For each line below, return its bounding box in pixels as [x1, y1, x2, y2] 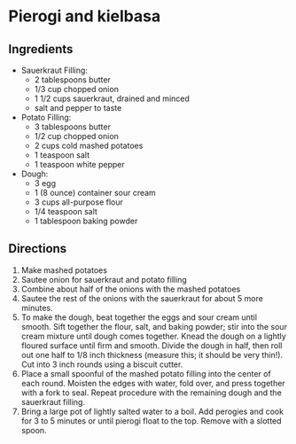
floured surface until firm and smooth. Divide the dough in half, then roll [20, 339, 283, 351]
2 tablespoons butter [34, 74, 112, 85]
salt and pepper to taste [34, 103, 122, 113]
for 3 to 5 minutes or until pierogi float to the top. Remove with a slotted [20, 415, 282, 426]
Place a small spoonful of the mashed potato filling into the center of [20, 368, 271, 378]
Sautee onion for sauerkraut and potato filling [20, 274, 187, 284]
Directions [8, 241, 67, 256]
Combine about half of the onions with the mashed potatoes [20, 284, 241, 294]
